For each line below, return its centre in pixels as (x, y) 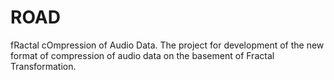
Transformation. (43, 66)
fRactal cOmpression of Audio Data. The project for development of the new (167, 45)
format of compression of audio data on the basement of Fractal (142, 55)
